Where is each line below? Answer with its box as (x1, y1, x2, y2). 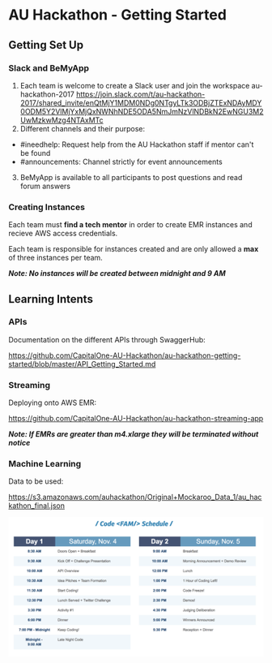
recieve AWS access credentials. (8, 229, 118, 239)
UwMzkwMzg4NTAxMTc (19, 115, 104, 125)
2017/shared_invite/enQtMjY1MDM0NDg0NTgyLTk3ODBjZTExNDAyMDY (19, 97, 262, 107)
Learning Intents (8, 292, 93, 306)
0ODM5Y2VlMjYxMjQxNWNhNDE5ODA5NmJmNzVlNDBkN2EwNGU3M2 (19, 106, 264, 116)
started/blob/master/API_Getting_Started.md (8, 359, 156, 368)
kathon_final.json (8, 501, 66, 510)
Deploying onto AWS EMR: (8, 398, 97, 407)
